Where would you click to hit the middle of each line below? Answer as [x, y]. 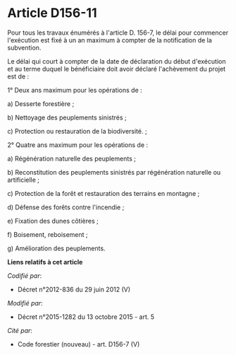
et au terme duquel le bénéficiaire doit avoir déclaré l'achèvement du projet [117, 69]
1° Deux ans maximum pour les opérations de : [75, 90]
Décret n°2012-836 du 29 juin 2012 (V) [74, 289]
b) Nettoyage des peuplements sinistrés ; [67, 117]
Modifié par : [25, 303]
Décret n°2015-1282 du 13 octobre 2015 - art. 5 [86, 317]
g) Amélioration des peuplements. [56, 248]
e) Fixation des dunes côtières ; [53, 221]
